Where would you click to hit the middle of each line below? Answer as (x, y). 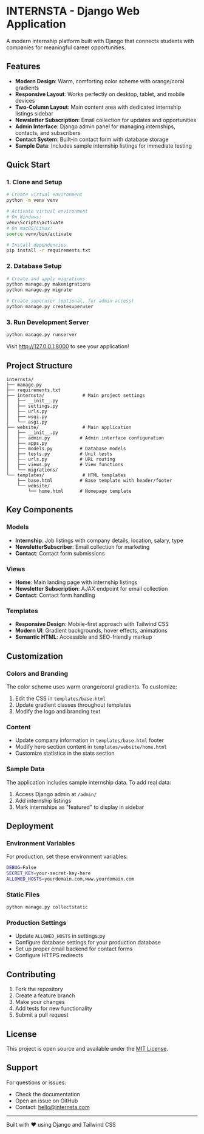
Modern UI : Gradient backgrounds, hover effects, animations (91, 631)
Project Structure (39, 366)
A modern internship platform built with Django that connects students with (100, 41)
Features (23, 67)
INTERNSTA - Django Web (73, 11)
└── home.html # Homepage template (80, 491)
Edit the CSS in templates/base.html (60, 698)
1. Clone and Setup (34, 182)
